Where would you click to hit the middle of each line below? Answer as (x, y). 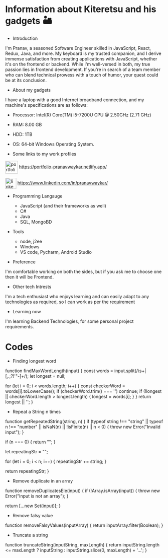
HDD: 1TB (22, 134)
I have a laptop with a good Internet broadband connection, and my (75, 100)
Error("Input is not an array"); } (37, 496)
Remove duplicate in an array (43, 481)
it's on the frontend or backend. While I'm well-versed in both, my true (78, 64)
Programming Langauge (37, 196)
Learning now (27, 311)
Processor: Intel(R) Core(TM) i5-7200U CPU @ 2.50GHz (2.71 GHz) (82, 115)
